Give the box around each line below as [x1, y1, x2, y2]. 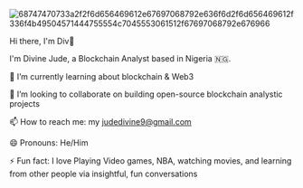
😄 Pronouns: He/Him [9, 137, 89, 148]
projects [9, 99, 41, 108]
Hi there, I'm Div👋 [9, 36, 75, 46]
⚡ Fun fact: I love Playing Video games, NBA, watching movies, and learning [9, 155, 292, 166]
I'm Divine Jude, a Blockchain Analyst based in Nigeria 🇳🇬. [9, 53, 232, 63]
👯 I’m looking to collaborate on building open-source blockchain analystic [9, 89, 283, 99]
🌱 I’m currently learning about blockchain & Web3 [9, 71, 194, 81]
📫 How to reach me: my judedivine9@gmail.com [9, 117, 192, 127]
